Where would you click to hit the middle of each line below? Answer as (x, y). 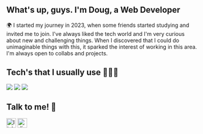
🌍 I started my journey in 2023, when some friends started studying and (98, 25)
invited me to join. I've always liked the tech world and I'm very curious (96, 33)
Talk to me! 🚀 (31, 107)
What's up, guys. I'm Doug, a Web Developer (93, 10)
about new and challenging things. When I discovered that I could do (93, 40)
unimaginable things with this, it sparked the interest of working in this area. (102, 47)
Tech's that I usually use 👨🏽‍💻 (63, 72)
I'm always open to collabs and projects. (57, 53)
